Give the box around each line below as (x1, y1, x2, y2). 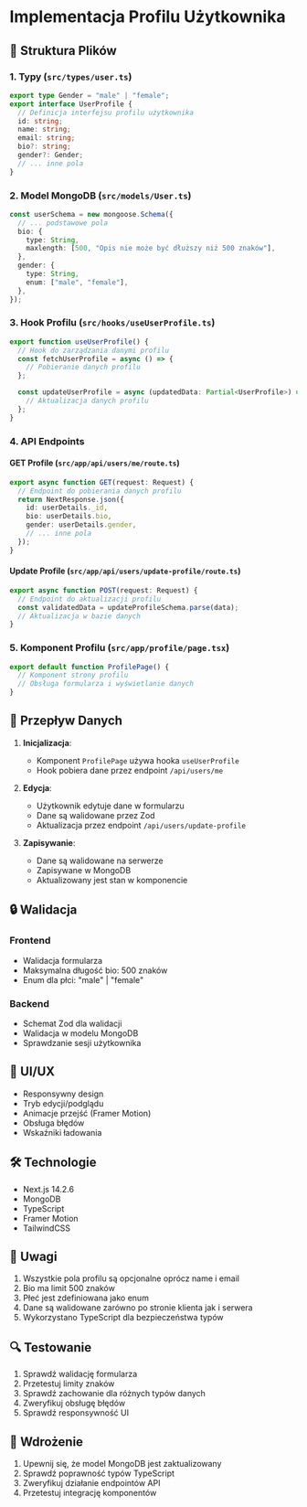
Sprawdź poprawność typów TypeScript (22, 1468, 175, 1479)
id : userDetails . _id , (26, 503, 108, 513)
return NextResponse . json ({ (17, 495, 125, 504)
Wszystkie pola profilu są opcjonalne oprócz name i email (22, 1273, 240, 1284)
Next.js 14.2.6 (22, 1183, 75, 1194)
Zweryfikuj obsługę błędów (22, 1397, 126, 1409)
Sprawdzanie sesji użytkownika (22, 1037, 142, 1048)
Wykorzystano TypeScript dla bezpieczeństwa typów (22, 1312, 224, 1323)
